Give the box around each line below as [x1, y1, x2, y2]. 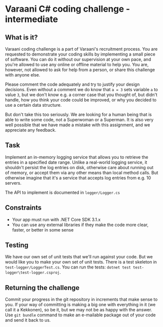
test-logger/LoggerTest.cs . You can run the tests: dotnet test [5, 264, 131, 270]
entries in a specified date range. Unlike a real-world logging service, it [5, 159, 147, 165]
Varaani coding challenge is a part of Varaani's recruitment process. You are [5, 46, 158, 52]
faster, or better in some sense [12, 227, 74, 232]
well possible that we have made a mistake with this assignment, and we [5, 122, 150, 128]
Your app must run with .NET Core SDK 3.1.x [12, 216, 101, 222]
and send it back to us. [5, 317, 51, 323]
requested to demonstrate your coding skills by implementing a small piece [5, 51, 156, 57]
